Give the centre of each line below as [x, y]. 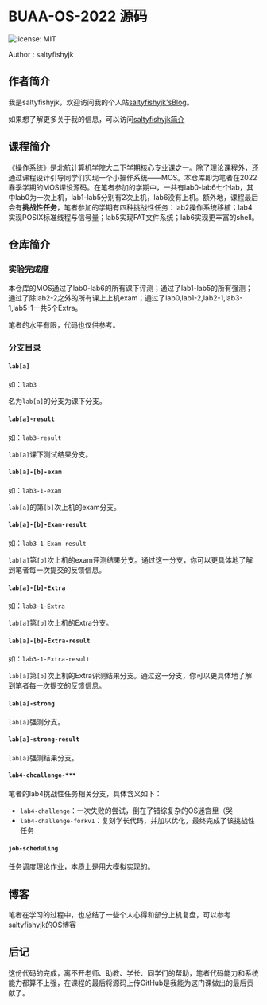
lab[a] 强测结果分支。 [43, 757]
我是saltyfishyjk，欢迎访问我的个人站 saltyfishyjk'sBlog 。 [101, 102]
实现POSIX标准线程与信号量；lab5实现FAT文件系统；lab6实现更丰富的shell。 [133, 217]
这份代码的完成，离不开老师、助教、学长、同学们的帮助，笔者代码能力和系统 [133, 972]
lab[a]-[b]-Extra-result [49, 641]
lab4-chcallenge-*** [43, 775]
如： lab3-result [35, 437]
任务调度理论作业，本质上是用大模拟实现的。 [81, 866]
